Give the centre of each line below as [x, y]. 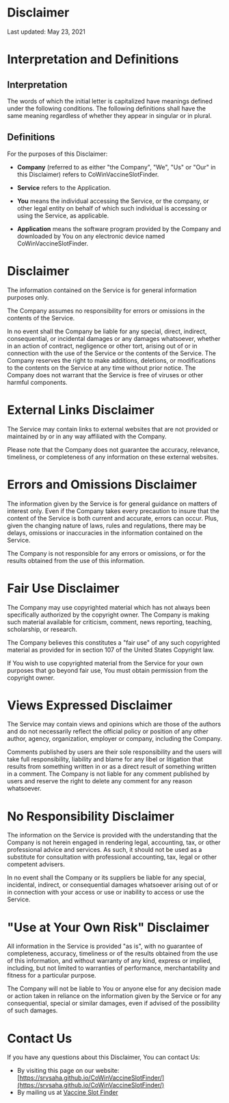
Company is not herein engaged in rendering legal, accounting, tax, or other [114, 842]
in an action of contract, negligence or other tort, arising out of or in [102, 346]
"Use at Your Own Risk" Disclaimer [108, 927]
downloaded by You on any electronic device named [91, 236]
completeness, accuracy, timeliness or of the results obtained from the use [112, 953]
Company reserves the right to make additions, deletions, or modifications [111, 360]
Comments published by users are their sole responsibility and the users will [114, 752]
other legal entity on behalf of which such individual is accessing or [112, 208]
